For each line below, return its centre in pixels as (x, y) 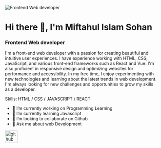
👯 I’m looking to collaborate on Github (50, 119)
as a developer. (20, 89)
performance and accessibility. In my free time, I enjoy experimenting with (80, 74)
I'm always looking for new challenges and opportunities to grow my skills (79, 84)
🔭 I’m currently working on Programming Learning (62, 108)
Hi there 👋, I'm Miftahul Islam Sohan (79, 27)
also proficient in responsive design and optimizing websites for (69, 69)
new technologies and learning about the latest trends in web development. (81, 79)
